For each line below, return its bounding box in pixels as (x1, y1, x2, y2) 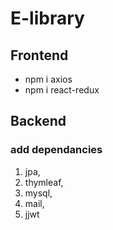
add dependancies (10, 143, 103, 157)
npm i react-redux (24, 84, 100, 96)
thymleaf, (24, 176, 64, 188)
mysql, (24, 187, 53, 199)
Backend (10, 113, 67, 130)
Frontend (10, 47, 69, 64)
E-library (10, 7, 85, 30)
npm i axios (24, 73, 73, 85)
